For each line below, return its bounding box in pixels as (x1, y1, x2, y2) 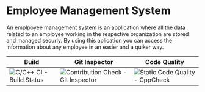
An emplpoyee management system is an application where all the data (6, 24, 186, 31)
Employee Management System (6, 4, 171, 18)
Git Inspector (74, 57, 113, 66)
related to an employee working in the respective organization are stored (6, 30, 189, 37)
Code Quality (145, 57, 184, 66)
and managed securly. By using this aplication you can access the (6, 37, 173, 44)
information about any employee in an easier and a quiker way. (6, 43, 164, 51)
